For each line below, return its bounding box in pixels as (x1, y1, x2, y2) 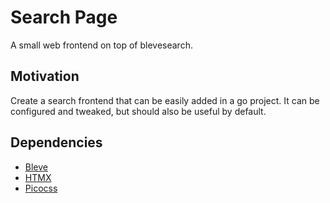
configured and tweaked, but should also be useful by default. (10, 105, 267, 117)
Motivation (10, 68, 80, 85)
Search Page (10, 6, 118, 29)
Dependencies (10, 134, 103, 151)
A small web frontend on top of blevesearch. (10, 39, 193, 51)
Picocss (24, 182, 58, 194)
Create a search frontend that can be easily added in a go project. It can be (10, 94, 320, 106)
